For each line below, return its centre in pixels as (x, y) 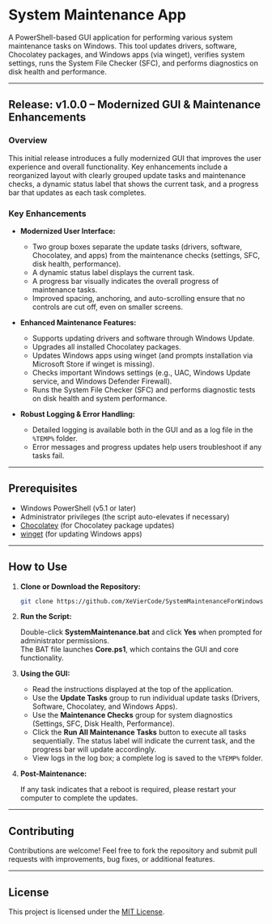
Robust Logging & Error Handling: (78, 413)
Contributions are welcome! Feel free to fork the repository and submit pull (133, 850)
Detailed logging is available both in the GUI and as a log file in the (142, 430)
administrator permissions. (64, 641)
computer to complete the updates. (79, 798)
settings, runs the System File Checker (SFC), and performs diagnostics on (134, 63)
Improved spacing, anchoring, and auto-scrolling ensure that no (138, 298)
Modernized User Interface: (68, 231)
